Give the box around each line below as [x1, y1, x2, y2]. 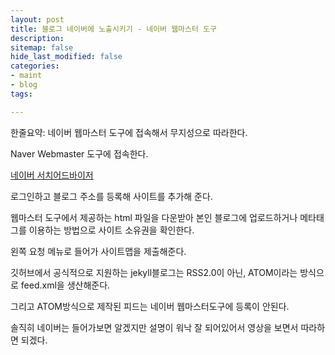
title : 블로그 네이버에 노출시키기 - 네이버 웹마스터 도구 [10, 24, 217, 34]
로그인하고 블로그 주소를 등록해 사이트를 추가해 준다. [10, 190, 213, 202]
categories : [10, 61, 60, 71]
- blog [10, 80, 38, 90]
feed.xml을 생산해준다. [20, 279, 111, 291]
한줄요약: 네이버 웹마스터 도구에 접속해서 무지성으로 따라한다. [10, 126, 248, 138]
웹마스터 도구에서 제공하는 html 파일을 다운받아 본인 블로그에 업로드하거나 [10, 211, 298, 223]
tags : [10, 89, 33, 99]
